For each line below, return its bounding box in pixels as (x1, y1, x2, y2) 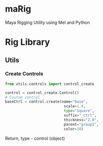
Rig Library (5, 36, 50, 48)
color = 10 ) (64, 127, 84, 131)
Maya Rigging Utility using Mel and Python (5, 19, 90, 25)
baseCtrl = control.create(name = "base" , (5, 99, 88, 104)
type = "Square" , (64, 109, 95, 113)
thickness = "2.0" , (64, 117, 99, 122)
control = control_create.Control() (5, 90, 79, 95)
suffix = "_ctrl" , (64, 113, 97, 118)
